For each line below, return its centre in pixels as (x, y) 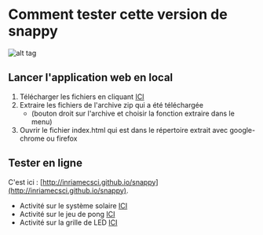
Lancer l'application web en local (91, 77)
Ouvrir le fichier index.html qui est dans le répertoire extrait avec (124, 130)
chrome (32, 138)
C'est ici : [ (26, 182)
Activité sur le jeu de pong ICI (67, 214)
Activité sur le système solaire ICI (73, 205)
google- (243, 130)
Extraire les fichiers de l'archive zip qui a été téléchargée (111, 105)
